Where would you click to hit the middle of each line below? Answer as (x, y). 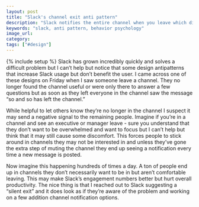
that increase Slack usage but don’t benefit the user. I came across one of (96, 74)
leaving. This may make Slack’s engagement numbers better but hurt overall (99, 179)
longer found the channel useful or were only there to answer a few (88, 86)
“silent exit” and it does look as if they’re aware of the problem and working (98, 191)
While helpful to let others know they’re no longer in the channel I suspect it (98, 111)
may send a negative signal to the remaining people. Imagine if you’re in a (96, 117)
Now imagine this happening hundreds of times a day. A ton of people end (97, 166)
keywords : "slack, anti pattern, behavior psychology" (75, 28)
